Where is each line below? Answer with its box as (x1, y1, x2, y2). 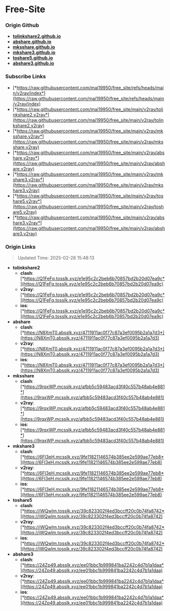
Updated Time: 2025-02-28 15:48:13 (17, 255, 95, 261)
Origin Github (5, 22, 40, 29)
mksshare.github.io (12, 44, 55, 50)
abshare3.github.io (12, 60, 54, 67)
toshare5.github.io (12, 55, 53, 61)
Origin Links (5, 243, 36, 250)
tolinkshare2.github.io (12, 33, 61, 39)
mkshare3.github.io (12, 49, 56, 55)
